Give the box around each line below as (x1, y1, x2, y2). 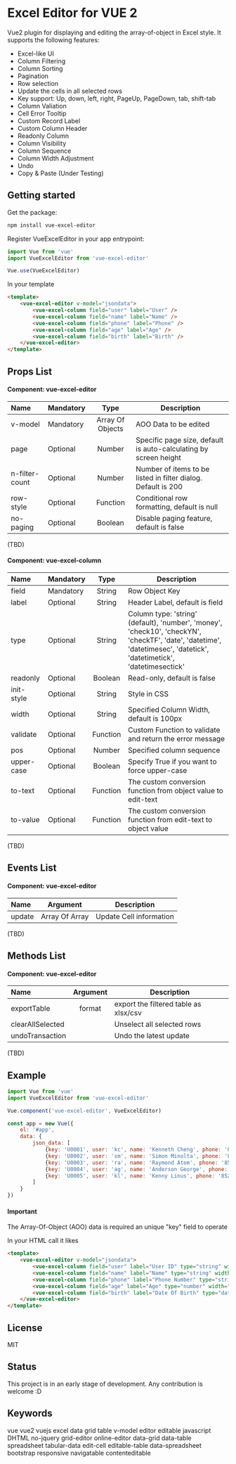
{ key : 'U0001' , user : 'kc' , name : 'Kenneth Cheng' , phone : (44, 1146, 222, 1154)
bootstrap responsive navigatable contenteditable (7, 1449, 151, 1457)
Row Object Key (127, 586, 181, 595)
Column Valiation (17, 101, 67, 110)
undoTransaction (11, 1031, 67, 1041)
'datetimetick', (127, 652, 176, 662)
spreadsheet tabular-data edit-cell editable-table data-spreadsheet (7, 1441, 202, 1449)
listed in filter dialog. (136, 473, 202, 483)
